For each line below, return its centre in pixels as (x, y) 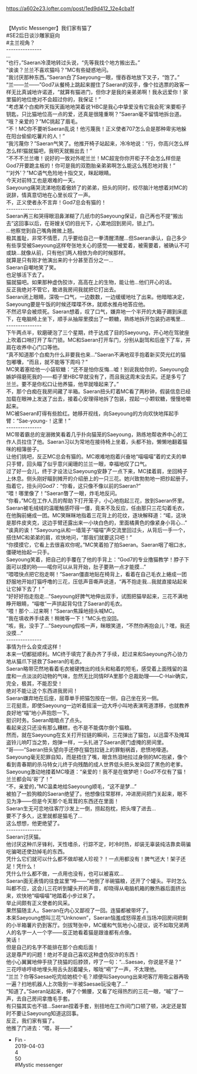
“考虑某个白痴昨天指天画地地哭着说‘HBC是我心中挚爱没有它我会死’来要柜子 (96, 107)
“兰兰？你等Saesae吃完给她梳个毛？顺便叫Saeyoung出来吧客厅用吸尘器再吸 (98, 977)
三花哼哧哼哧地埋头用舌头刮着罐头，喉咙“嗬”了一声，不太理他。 (83, 969)
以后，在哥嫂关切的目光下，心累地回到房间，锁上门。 (93, 223)
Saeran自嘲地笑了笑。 (33, 267)
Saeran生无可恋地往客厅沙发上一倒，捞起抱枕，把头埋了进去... (81, 808)
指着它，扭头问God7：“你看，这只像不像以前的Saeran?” (74, 486)
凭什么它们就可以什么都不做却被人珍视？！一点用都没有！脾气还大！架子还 (96, 859)
